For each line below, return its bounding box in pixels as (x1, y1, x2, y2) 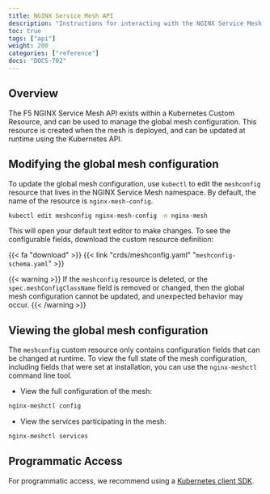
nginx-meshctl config (8, 402, 82, 410)
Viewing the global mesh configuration (8, 324, 209, 337)
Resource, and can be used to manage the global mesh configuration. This (8, 116, 257, 126)
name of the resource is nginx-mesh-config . (8, 195, 154, 206)
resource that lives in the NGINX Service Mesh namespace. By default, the (8, 187, 256, 197)
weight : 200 (8, 42, 49, 50)
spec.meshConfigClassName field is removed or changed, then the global (8, 283, 245, 293)
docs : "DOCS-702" (8, 57, 67, 65)
